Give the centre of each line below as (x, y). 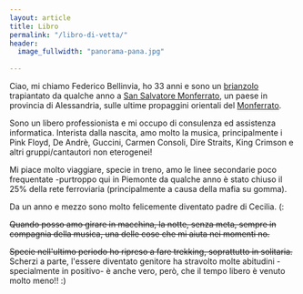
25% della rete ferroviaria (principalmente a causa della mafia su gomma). (148, 189)
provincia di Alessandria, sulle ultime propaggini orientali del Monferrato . (146, 105)
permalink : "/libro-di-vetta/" (69, 35)
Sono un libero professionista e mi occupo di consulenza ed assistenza (142, 123)
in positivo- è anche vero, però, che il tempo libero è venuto (174, 271)
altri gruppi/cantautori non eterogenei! (81, 152)
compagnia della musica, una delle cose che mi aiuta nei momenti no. (140, 234)
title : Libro (34, 26)
